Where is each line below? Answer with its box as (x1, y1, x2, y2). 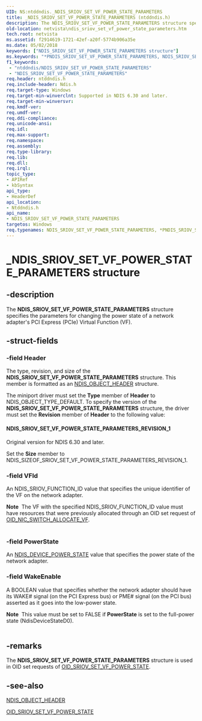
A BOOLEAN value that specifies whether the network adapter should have (6, 586, 192, 593)
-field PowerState (6, 537, 59, 545)
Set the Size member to (6, 450, 65, 457)
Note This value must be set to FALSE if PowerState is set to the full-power (6, 610, 194, 617)
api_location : (6, 199, 42, 205)
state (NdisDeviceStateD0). (6, 617, 74, 624)
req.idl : (6, 126, 28, 132)
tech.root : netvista (6, 31, 58, 37)
